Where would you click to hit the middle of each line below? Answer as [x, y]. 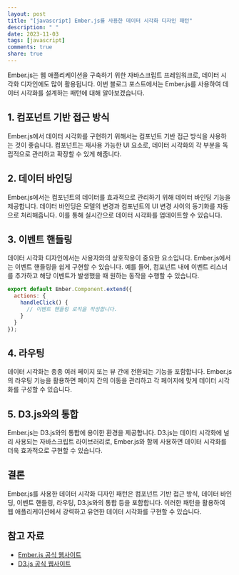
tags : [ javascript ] [36, 41]
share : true [25, 54]
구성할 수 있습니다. [46, 390]
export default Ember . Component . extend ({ [70, 290]
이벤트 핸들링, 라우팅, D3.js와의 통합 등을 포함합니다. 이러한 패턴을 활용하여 [121, 502]
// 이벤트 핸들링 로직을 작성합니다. [72, 309]
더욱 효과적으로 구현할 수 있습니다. [55, 451]
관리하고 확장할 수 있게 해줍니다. [77, 153]
